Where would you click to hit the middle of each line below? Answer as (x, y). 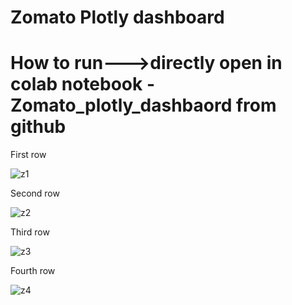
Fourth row (33, 271)
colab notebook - (82, 84)
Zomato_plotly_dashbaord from (143, 105)
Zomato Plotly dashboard (117, 17)
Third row (30, 232)
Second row (35, 193)
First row (28, 155)
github (38, 127)
